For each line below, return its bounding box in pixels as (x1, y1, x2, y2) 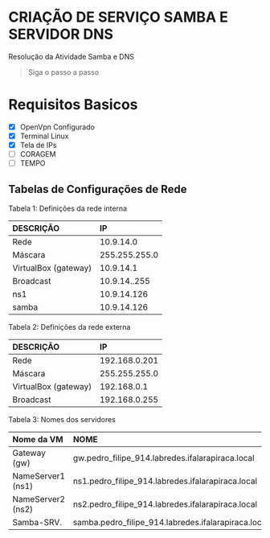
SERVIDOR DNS (8, 25, 114, 43)
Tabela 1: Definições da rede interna (8, 203, 127, 213)
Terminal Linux (19, 131, 69, 141)
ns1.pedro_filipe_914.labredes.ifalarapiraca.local (72, 475, 258, 487)
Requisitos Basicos (8, 96, 138, 114)
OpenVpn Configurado (19, 121, 95, 132)
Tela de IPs (19, 141, 57, 150)
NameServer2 (12, 494, 66, 504)
